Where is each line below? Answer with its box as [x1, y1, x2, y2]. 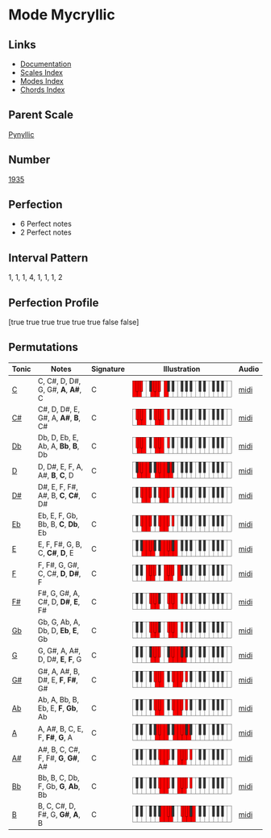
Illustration [163, 365, 201, 374]
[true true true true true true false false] [8, 317, 140, 327]
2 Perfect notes [19, 227, 72, 237]
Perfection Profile [8, 296, 99, 310]
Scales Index [19, 68, 63, 77]
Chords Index [19, 85, 65, 94]
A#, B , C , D [37, 470, 74, 480]
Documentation [19, 59, 72, 69]
